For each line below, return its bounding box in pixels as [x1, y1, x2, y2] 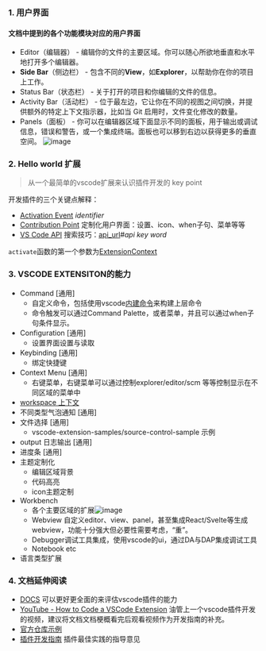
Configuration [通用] [19, 328, 87, 337]
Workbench [19, 495, 58, 505]
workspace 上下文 [19, 397, 79, 406]
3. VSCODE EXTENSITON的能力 [8, 268, 131, 279]
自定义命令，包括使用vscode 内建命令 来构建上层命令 [31, 298, 202, 307]
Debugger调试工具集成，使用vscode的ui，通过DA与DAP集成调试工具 [31, 534, 257, 545]
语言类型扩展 [19, 553, 62, 563]
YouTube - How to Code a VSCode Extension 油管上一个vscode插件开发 [19, 605, 256, 614]
